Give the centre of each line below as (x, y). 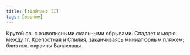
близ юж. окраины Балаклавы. (45, 45)
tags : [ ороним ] (25, 17)
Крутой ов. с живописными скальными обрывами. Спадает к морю (91, 33)
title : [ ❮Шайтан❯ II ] (33, 11)
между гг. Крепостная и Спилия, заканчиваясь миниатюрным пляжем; (95, 39)
